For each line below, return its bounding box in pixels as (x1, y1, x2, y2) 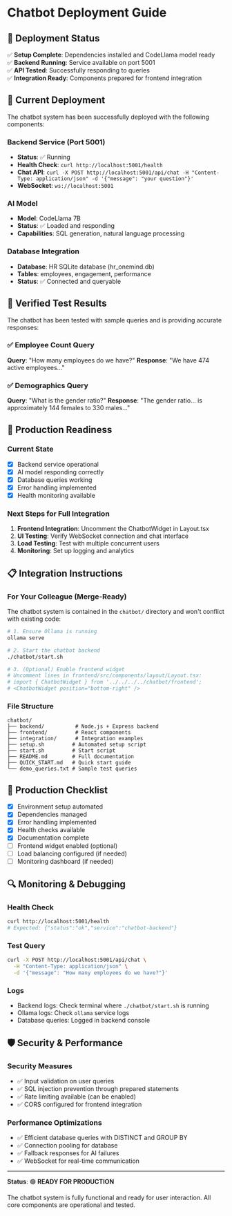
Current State (7, 444, 54, 454)
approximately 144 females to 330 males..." (7, 404, 130, 412)
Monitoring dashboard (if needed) (17, 857, 114, 865)
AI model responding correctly (17, 467, 104, 476)
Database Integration (7, 247, 79, 256)
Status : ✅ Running (17, 153, 70, 162)
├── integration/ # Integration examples (7, 735, 144, 742)
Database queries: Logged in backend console (17, 1016, 151, 1025)
